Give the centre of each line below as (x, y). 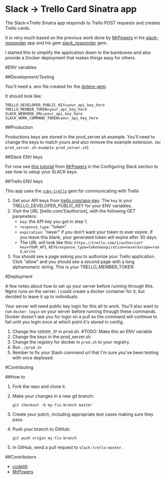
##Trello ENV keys (24, 181)
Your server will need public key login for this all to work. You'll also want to (82, 306)
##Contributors (21, 457)
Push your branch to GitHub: (41, 429)
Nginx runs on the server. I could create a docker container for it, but (75, 291)
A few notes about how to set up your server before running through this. (80, 286)
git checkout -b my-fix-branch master (52, 405)
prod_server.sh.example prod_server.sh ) (47, 147)
